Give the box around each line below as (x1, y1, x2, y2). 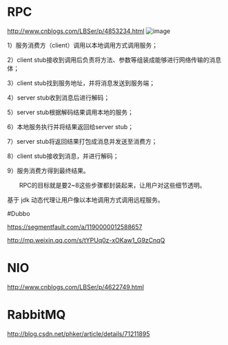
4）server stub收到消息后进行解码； (7, 93, 110, 102)
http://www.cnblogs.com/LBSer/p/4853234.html (7, 27, 145, 35)
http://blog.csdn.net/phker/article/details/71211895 (7, 329, 150, 337)
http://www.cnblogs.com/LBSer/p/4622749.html (7, 282, 145, 291)
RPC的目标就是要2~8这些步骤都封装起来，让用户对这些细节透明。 (19, 181, 206, 189)
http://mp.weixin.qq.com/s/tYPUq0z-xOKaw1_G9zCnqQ (7, 236, 165, 244)
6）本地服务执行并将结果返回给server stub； (7, 122, 134, 131)
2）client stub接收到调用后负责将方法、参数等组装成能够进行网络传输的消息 (7, 56, 222, 64)
